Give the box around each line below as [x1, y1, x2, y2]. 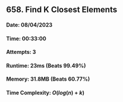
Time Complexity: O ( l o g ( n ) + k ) [6, 89, 85, 96]
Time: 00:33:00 [6, 35, 46, 42]
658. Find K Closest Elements [6, 5, 118, 15]
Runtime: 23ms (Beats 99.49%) [6, 62, 86, 69]
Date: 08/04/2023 [6, 21, 53, 28]
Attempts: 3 [6, 49, 36, 56]
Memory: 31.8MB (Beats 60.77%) [6, 75, 90, 82]
